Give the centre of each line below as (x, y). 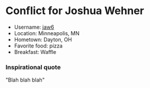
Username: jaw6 (34, 27)
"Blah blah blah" (25, 80)
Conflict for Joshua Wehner (75, 11)
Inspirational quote (33, 67)
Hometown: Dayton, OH (43, 39)
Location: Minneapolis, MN (47, 33)
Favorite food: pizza (38, 46)
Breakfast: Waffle (35, 52)
